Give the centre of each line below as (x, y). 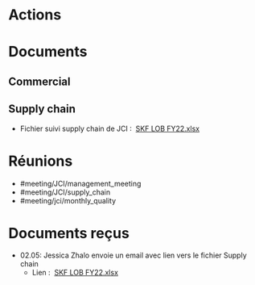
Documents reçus (69, 233)
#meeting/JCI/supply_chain (65, 192)
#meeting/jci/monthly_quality (68, 200)
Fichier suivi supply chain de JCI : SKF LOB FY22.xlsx (109, 128)
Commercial (39, 81)
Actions (35, 15)
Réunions (41, 161)
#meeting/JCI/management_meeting (80, 183)
